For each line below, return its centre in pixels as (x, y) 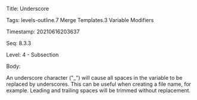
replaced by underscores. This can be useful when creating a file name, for (99, 84)
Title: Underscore (28, 9)
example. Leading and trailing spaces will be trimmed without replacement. (98, 90)
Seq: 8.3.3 (19, 43)
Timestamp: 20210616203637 (43, 32)
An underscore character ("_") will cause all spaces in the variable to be (94, 78)
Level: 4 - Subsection (33, 55)
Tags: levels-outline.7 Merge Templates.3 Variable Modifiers (80, 20)
